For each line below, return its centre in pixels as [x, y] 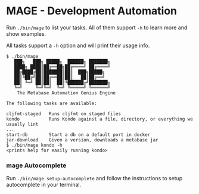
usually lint [22, 124]
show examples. [26, 33]
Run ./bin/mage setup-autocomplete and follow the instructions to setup [94, 178]
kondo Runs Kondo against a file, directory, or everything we [100, 119]
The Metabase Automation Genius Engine [66, 93]
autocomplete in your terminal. [44, 185]
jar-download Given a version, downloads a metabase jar [83, 140]
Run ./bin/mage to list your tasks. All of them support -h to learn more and [97, 27]
